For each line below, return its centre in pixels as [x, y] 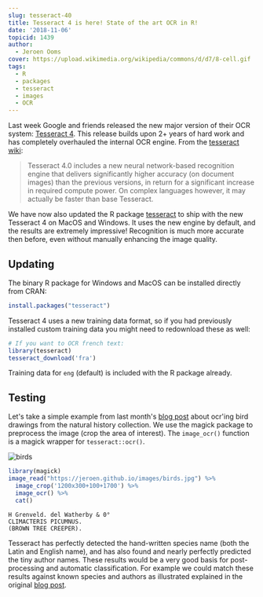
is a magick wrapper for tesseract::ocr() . [77, 441]
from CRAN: [27, 291]
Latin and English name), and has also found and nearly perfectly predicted [130, 551]
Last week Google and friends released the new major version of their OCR [130, 126]
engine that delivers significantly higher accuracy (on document [131, 174]
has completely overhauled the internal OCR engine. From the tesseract [124, 142]
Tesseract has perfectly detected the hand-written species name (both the [129, 543]
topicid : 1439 [31, 37]
